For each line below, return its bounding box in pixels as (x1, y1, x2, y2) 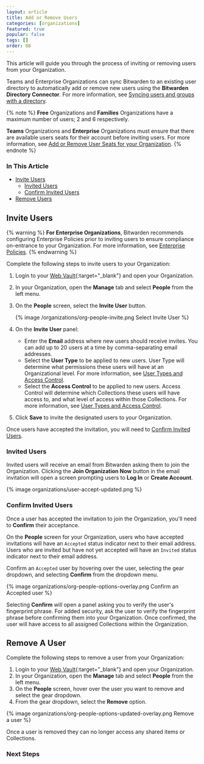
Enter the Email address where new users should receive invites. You (24, 337, 198, 345)
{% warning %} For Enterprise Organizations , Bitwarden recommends (6, 229, 184, 236)
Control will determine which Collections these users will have (24, 389, 180, 396)
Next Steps (6, 750, 40, 759)
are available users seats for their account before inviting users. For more (6, 133, 191, 141)
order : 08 (6, 43, 32, 49)
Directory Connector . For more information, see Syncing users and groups (6, 91, 195, 98)
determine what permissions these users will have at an (24, 363, 164, 370)
